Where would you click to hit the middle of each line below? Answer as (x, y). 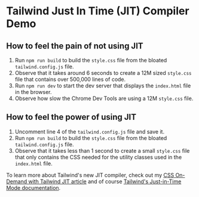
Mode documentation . (33, 187)
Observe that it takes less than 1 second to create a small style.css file (102, 150)
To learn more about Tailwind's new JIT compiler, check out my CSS (90, 175)
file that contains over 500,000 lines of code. (70, 79)
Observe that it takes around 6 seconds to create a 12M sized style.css (103, 73)
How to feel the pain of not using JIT (75, 46)
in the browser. (33, 92)
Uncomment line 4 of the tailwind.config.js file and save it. (90, 131)
